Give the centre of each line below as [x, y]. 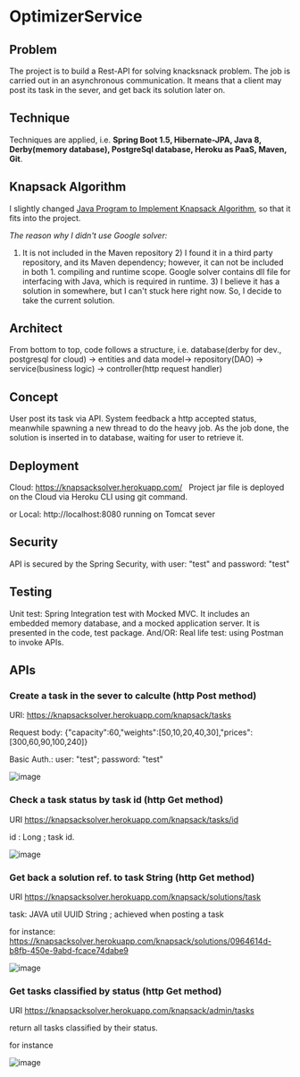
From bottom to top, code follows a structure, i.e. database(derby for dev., [146, 350]
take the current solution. [68, 300]
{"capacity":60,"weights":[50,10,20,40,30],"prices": [159, 732]
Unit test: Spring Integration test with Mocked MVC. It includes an [129, 613]
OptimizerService [76, 17]
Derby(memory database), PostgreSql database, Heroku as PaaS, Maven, [148, 149]
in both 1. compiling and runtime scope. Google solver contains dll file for [156, 271]
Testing [31, 592]
